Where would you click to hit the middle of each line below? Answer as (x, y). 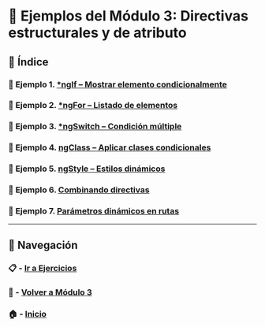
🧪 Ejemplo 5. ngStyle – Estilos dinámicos (87, 169)
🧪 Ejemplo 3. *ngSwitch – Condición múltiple (95, 127)
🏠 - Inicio (28, 314)
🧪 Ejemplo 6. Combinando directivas (79, 190)
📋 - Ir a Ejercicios (43, 268)
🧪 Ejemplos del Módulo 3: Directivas (128, 16)
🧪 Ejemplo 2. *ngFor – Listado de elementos (93, 106)
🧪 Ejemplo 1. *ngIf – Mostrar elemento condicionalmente (118, 84)
